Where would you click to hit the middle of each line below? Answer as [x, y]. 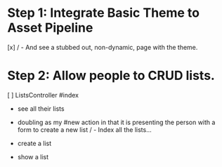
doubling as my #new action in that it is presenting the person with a [116, 122]
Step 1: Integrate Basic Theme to [104, 13]
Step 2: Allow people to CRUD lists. [111, 76]
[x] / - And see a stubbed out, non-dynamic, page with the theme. [103, 47]
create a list [34, 143]
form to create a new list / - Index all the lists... [85, 129]
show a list [33, 156]
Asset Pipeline [50, 28]
